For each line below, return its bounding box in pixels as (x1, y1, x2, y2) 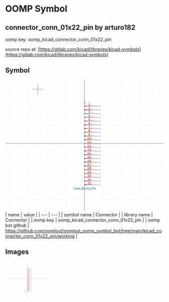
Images (5, 248, 29, 256)
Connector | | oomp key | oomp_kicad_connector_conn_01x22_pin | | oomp (5, 217, 160, 223)
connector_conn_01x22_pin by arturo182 (5, 23, 136, 32)
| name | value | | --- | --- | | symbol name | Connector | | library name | (5, 211, 153, 217)
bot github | (5, 222, 29, 228)
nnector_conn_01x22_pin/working (5, 233, 75, 239)
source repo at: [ (5, 46, 40, 52)
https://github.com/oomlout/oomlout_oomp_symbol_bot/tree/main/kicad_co (5, 227, 162, 233)
